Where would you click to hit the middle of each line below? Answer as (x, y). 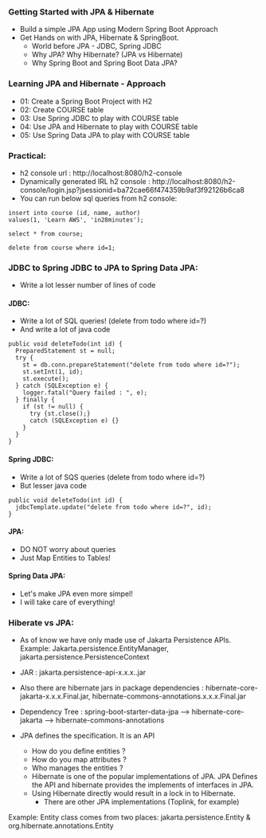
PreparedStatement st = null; (65, 351)
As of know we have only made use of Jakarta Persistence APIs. (125, 640)
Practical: (27, 155)
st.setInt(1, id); (53, 372)
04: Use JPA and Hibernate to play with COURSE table (109, 127)
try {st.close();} (60, 414)
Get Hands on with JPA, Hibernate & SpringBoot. (99, 37)
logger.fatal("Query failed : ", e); (85, 393)
